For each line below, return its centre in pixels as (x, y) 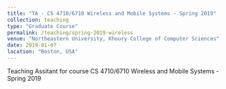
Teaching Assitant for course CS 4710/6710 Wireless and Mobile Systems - (113, 71)
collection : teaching (38, 20)
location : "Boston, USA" (43, 52)
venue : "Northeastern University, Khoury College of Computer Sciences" (113, 39)
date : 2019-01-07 (32, 45)
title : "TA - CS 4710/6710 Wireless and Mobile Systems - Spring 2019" (112, 13)
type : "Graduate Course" (43, 26)
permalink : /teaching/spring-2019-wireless (70, 33)
